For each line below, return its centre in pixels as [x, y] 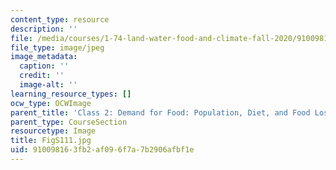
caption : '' [44, 66]
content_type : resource [60, 19]
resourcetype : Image [53, 131]
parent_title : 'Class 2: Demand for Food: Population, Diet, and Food [160, 112]
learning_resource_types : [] [71, 94]
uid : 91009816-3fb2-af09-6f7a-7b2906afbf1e [102, 150]
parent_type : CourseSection [69, 122]
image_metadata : [44, 57]
